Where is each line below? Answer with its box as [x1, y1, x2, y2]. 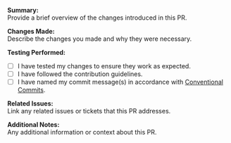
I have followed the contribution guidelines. [17, 70, 143, 78]
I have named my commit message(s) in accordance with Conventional [17, 77, 224, 87]
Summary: [7, 6, 39, 14]
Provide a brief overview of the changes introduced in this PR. [7, 13, 187, 22]
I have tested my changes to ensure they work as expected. [17, 62, 192, 70]
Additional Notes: [7, 120, 60, 129]
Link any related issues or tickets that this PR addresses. [7, 107, 171, 116]
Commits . [17, 86, 46, 94]
